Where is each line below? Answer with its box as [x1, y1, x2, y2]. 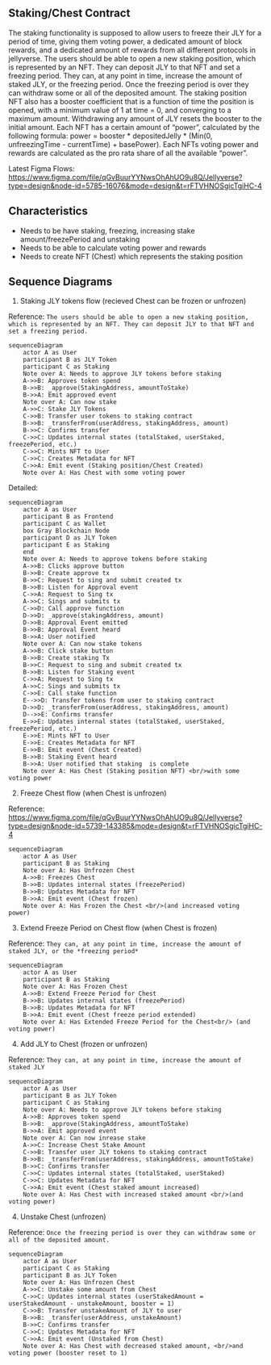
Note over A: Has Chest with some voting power [23, 468, 186, 477]
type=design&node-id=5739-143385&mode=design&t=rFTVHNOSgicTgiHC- [8, 821, 263, 831]
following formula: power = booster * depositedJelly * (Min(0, [8, 131, 213, 141]
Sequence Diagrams [8, 275, 113, 289]
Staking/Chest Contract [8, 6, 131, 20]
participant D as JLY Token [23, 534, 117, 542]
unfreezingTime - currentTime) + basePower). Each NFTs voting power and [8, 139, 259, 149]
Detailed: [8, 483, 39, 493]
